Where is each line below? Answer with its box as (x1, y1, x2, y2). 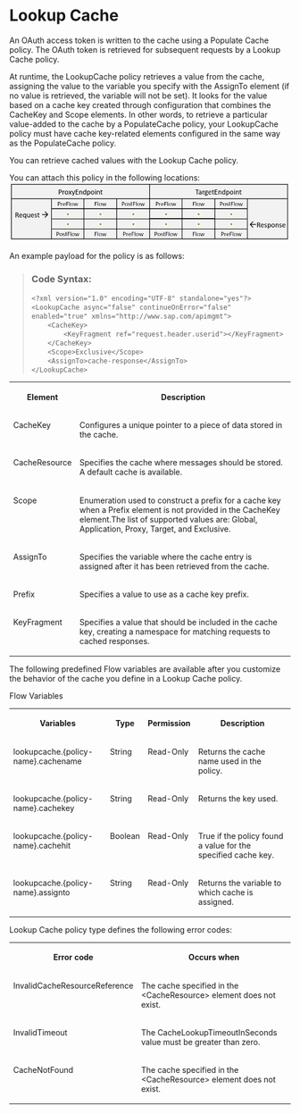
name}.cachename (12, 756, 82, 766)
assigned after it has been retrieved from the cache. (79, 560, 270, 572)
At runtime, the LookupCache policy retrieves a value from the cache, (9, 71, 265, 81)
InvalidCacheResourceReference (12, 980, 134, 991)
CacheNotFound (12, 1065, 74, 1076)
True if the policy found (197, 831, 284, 842)
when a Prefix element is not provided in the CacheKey (79, 504, 281, 515)
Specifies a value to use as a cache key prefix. (79, 589, 250, 599)
